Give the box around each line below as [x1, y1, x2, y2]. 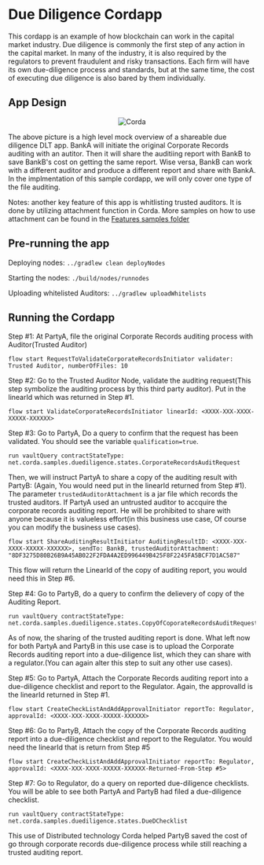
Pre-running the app [8, 237, 110, 251]
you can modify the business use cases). [8, 522, 141, 532]
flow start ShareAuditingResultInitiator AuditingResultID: [8, 538, 210, 546]
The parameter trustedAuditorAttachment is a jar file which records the [8, 489, 238, 499]
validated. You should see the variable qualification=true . [8, 437, 199, 446]
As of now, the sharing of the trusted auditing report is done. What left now [8, 633, 251, 643]
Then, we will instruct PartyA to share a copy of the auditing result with [8, 473, 237, 482]
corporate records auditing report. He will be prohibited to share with [8, 506, 231, 515]
